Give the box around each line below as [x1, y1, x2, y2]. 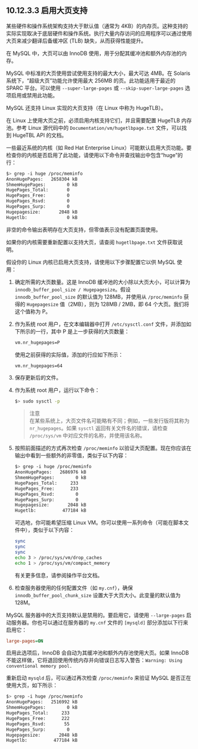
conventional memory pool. [6, 663, 72, 669]
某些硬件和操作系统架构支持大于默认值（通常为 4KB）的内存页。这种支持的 [6, 22, 189, 30]
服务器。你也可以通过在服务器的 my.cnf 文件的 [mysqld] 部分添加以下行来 [11, 619, 189, 626]
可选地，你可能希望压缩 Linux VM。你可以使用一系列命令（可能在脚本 [14, 519, 184, 526]
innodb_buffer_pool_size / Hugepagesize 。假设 [14, 286, 131, 293]
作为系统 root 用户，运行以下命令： [14, 387, 100, 394]
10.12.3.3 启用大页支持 [6, 5, 88, 16]
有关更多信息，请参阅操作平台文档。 [14, 571, 103, 578]
